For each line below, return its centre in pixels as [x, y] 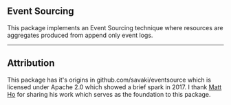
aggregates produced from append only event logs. [80, 35]
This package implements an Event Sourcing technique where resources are [115, 27]
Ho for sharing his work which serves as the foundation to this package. [109, 94]
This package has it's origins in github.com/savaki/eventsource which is [109, 80]
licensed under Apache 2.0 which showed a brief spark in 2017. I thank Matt [114, 87]
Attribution [31, 63]
